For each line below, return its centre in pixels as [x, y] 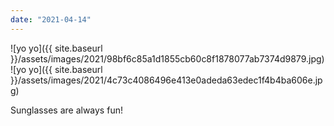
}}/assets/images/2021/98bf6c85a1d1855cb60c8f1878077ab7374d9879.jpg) [167, 58]
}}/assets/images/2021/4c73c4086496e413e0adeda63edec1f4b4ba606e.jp [166, 80]
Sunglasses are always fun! [66, 110]
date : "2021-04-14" [51, 19]
